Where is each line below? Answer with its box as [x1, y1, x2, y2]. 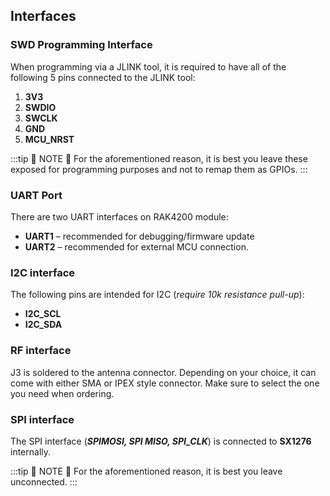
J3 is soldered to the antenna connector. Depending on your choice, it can [10, 366, 317, 378]
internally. [10, 445, 52, 458]
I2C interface [10, 265, 76, 279]
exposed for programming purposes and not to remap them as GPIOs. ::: [10, 163, 308, 175]
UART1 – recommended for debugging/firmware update [24, 230, 255, 242]
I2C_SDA [24, 319, 63, 331]
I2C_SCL [24, 308, 62, 320]
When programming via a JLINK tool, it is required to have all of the [10, 60, 287, 73]
